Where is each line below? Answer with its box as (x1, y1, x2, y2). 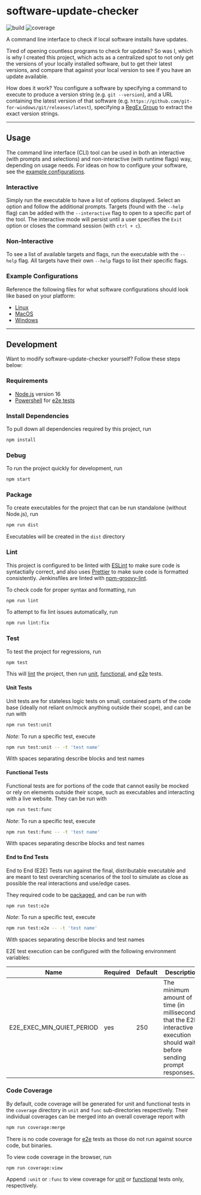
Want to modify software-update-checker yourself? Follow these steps (6, 355, 181, 362)
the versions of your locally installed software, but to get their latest (6, 60, 172, 67)
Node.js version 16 (14, 390, 61, 397)
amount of (163, 993, 193, 1002)
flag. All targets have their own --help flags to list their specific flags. (18, 257, 188, 265)
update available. (6, 73, 48, 80)
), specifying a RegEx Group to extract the (89, 103, 193, 110)
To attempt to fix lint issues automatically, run (6, 608, 118, 615)
